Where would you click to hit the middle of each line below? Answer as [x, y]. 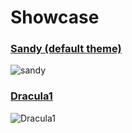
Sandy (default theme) [66, 49]
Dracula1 [31, 96]
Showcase [55, 17]
